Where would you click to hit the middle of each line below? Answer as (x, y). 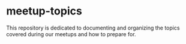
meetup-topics (44, 11)
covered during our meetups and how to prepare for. (71, 34)
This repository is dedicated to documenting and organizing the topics (93, 28)
